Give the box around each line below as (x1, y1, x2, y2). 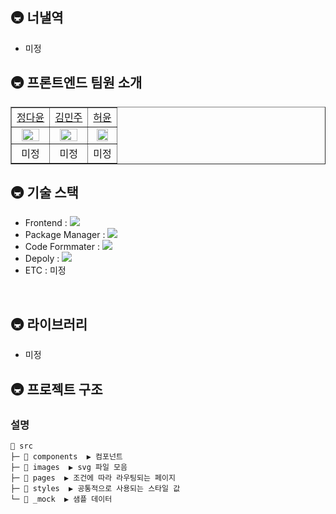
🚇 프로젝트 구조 (10, 381, 103, 398)
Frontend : (24, 217, 68, 229)
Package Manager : (24, 229, 106, 241)
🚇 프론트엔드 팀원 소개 (10, 74, 143, 92)
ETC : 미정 (24, 264, 67, 277)
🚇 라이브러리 (10, 316, 88, 333)
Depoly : (24, 253, 60, 265)
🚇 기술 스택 (10, 184, 79, 202)
